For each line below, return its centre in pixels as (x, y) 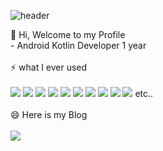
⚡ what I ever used (49, 67)
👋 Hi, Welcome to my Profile (68, 34)
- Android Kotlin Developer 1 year (78, 45)
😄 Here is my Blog (49, 114)
